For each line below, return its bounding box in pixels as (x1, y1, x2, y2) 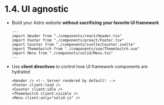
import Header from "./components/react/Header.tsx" (11, 33, 122, 38)
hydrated (11, 69, 30, 75)
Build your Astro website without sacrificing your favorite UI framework (11, 20, 159, 26)
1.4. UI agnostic (4, 3, 69, 15)
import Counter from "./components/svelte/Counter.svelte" (11, 42, 136, 47)
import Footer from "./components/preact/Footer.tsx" (11, 38, 124, 43)
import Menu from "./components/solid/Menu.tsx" (11, 51, 113, 55)
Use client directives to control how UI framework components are (11, 63, 148, 69)
